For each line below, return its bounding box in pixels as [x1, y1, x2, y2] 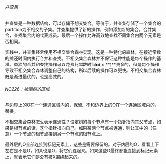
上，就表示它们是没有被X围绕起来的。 [5, 154, 82, 160]
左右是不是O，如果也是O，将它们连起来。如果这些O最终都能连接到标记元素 [5, 148, 158, 154]
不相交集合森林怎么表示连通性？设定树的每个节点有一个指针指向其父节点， [5, 119, 157, 125]
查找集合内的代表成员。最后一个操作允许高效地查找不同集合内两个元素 [13, 33, 157, 38]
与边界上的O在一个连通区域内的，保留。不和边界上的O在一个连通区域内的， [5, 102, 159, 108]
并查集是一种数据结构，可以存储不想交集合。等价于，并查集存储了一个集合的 [5, 20, 161, 26]
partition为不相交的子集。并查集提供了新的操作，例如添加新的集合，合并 [5, 27, 152, 33]
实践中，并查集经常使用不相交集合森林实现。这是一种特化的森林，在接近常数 [5, 49, 161, 55]
